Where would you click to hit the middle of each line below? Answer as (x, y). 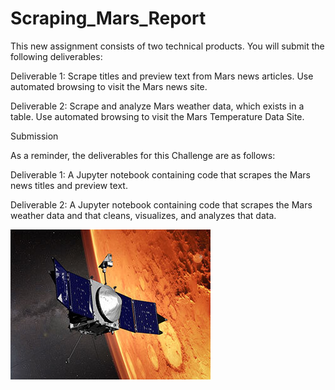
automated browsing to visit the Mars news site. (109, 86)
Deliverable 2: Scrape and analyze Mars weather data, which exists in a (157, 106)
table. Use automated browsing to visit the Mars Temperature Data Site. (157, 116)
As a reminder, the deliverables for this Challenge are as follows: (143, 155)
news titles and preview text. (69, 185)
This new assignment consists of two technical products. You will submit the (167, 46)
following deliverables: (56, 56)
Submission (34, 136)
